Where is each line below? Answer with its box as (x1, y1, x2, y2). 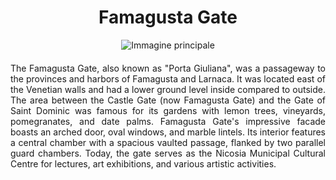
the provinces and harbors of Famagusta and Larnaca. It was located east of (10, 72, 326, 85)
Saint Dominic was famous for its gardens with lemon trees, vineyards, (10, 104, 326, 116)
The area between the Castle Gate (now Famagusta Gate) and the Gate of (10, 94, 326, 106)
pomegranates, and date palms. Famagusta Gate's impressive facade (10, 115, 326, 127)
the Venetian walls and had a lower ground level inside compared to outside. (10, 83, 326, 95)
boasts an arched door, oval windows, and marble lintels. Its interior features (10, 126, 326, 138)
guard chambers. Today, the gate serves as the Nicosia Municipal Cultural (10, 147, 326, 159)
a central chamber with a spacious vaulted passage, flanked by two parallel (10, 136, 326, 148)
